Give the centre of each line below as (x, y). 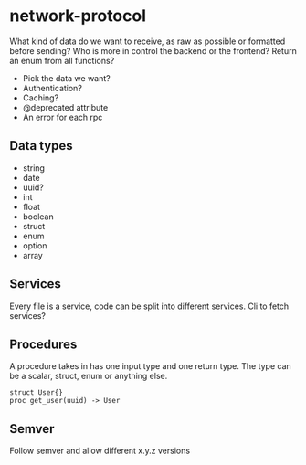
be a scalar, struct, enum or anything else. (89, 376)
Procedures (43, 344)
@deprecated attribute (65, 107)
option (35, 245)
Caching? (41, 98)
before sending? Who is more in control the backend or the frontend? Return (153, 50)
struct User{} (37, 393)
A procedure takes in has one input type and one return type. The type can (151, 366)
